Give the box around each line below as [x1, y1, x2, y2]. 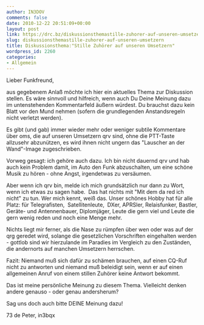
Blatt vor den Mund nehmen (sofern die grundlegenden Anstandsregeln [6, 108, 185, 115]
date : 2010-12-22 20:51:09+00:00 [6, 20, 91, 26]
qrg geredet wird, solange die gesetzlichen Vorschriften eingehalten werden [6, 232, 197, 239]
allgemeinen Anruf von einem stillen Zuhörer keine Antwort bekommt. [6, 270, 180, 277]
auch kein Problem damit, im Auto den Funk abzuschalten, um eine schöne [6, 163, 193, 171]
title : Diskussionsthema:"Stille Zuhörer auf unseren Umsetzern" [6, 43, 175, 49]
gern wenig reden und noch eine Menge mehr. [6, 214, 123, 221]
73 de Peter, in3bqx [6, 311, 56, 319]
